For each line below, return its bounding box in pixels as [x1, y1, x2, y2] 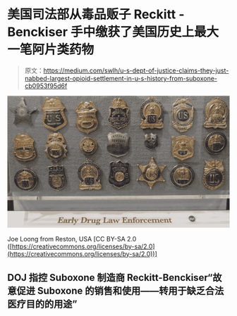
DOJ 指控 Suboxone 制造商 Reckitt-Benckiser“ [7, 272, 213, 284]
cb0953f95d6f [24, 82, 68, 90]
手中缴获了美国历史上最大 [70, 24, 219, 40]
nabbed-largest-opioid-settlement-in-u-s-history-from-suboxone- [24, 74, 217, 82]
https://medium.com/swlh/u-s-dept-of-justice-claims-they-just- [43, 66, 229, 75]
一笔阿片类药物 [7, 42, 95, 58]
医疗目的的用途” [7, 298, 78, 310]
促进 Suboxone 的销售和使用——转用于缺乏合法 [16, 285, 224, 297]
